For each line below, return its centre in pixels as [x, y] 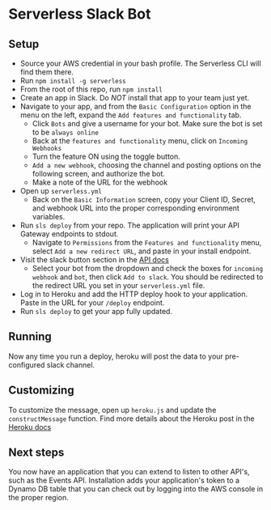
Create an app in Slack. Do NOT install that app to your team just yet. [134, 98]
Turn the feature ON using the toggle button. [106, 156]
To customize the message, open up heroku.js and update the [112, 410]
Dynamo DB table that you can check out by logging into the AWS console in [136, 489]
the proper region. [38, 498]
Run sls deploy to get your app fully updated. [96, 311]
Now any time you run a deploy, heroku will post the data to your [116, 356]
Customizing [41, 391]
